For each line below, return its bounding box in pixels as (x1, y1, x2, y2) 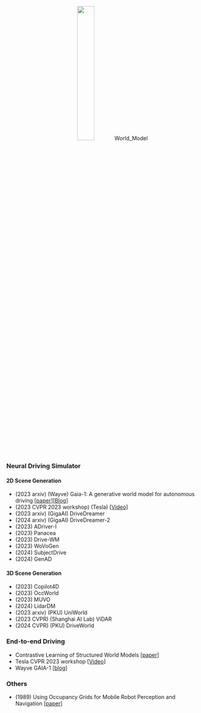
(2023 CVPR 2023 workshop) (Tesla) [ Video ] (15, 503, 129, 511)
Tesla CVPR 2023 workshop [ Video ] (15, 657, 106, 665)
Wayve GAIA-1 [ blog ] (15, 664, 68, 671)
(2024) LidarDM (15, 602, 56, 610)
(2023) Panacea (15, 530, 56, 537)
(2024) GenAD (15, 555, 52, 563)
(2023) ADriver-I (15, 523, 57, 530)
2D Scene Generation (6, 477, 62, 484)
